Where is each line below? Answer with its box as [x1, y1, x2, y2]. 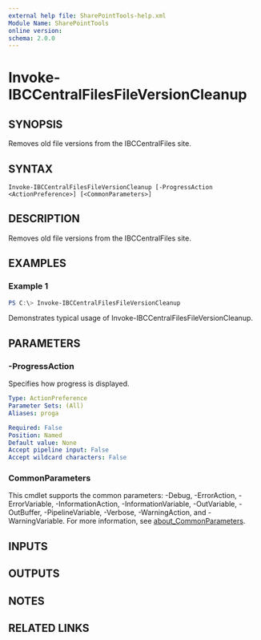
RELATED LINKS [8, 621, 90, 634]
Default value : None [8, 439, 78, 447]
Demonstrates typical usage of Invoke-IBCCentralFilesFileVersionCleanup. [8, 314, 254, 323]
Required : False [8, 423, 62, 431]
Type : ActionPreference [8, 395, 88, 403]
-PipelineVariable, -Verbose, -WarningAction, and [43, 508, 207, 517]
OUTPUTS [8, 567, 60, 581]
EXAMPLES [8, 257, 66, 270]
